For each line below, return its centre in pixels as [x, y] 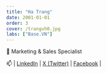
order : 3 [17, 23]
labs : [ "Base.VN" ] [29, 34]
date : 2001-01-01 [28, 17]
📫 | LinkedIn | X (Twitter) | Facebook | [54, 63]
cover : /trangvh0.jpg [34, 29]
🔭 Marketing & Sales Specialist [44, 51]
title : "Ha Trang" [29, 12]
